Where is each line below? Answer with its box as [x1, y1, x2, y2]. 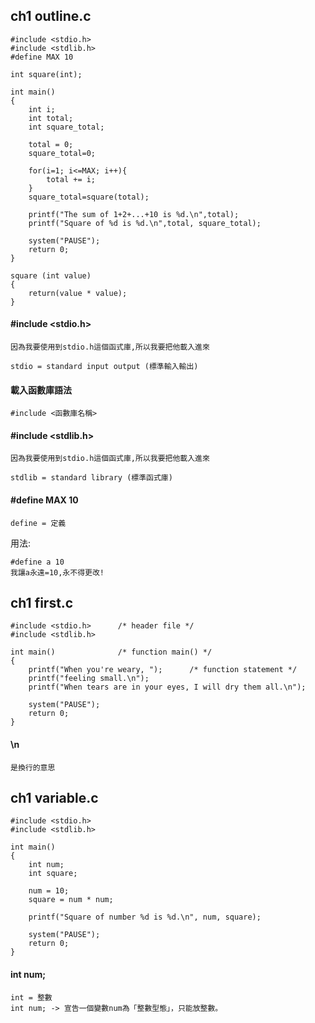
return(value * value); [28, 288, 128, 298]
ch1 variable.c [10, 790, 99, 807]
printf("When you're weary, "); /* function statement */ [28, 665, 298, 675]
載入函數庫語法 [10, 384, 72, 396]
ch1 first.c [10, 595, 74, 612]
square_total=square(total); [28, 192, 150, 202]
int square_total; [28, 122, 105, 132]
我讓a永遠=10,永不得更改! [10, 567, 105, 578]
